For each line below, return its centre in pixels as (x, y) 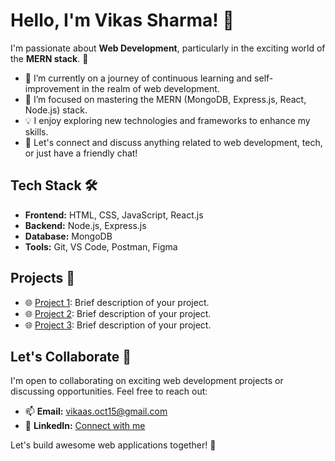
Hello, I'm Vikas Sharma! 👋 (122, 20)
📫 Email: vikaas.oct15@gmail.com (96, 411)
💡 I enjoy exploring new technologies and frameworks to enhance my (167, 120)
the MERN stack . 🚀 (49, 58)
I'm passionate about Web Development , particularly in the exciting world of (168, 48)
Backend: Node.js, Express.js (85, 225)
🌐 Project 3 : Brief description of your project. (118, 325)
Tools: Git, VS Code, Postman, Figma (101, 246)
